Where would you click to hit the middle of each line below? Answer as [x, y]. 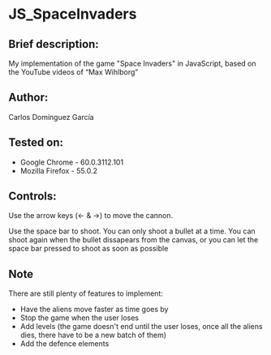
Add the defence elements [65, 344]
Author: [28, 98]
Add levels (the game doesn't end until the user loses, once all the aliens [141, 327]
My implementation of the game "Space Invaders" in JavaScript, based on [132, 63]
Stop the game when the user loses [80, 318]
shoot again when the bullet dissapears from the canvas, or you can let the [133, 240]
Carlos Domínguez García [52, 117]
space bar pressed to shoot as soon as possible [88, 249]
